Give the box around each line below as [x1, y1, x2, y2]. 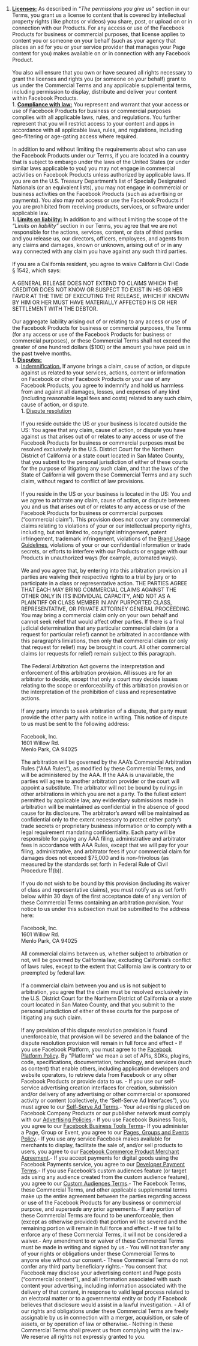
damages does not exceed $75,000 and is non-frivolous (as [20, 854, 169, 861]
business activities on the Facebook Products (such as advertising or [11, 190, 183, 197]
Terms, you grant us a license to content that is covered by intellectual [11, 11, 186, 19]
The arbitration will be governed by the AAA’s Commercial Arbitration [20, 758, 192, 766]
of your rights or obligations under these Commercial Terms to [20, 1250, 175, 1257]
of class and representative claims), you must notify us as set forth [20, 886, 186, 893]
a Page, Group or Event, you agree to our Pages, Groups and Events [20, 1129, 189, 1136]
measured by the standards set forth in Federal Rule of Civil [20, 860, 168, 868]
